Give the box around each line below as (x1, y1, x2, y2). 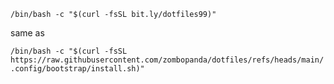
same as (10, 27, 45, 39)
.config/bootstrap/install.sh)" (10, 64, 145, 74)
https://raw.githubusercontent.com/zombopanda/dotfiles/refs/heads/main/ (10, 55, 325, 65)
